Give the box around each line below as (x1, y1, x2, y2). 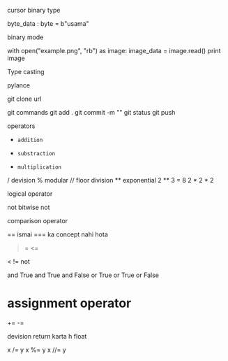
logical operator (7, 190, 53, 198)
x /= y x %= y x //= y (7, 346, 66, 354)
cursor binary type (7, 6, 61, 14)
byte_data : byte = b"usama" (7, 20, 89, 27)
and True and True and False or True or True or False (7, 271, 159, 279)
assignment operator (7, 295, 132, 311)
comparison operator (7, 217, 68, 225)
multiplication (17, 164, 62, 171)
